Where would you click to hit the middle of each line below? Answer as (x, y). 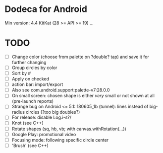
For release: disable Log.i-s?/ (41, 117)
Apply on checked (30, 79)
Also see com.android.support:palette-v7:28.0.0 (61, 90)
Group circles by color (34, 68)
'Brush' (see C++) (30, 146)
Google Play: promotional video (44, 134)
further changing (29, 62)
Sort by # (21, 73)
